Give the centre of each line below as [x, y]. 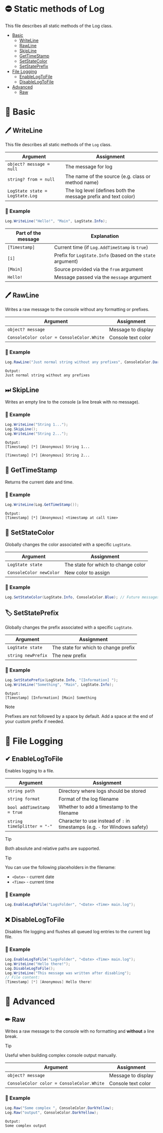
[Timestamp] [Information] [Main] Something [51, 698]
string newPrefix [27, 655]
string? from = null [31, 179]
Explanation [105, 236]
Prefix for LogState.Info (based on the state [105, 255]
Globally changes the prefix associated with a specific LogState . [69, 627]
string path [21, 791]
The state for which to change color [105, 564]
